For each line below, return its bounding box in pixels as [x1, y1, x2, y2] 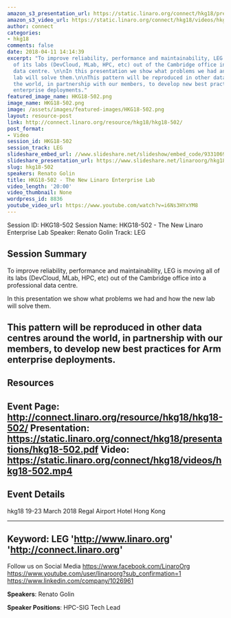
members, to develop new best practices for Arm [7, 343, 221, 355]
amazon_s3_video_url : [7, 17, 69, 23]
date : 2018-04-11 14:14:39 [7, 49, 85, 56]
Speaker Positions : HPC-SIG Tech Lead [7, 604, 121, 612]
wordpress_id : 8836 [7, 195, 63, 203]
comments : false [7, 42, 54, 49]
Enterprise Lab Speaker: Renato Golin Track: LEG [7, 228, 146, 236]
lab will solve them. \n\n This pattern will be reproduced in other [13, 74, 211, 81]
